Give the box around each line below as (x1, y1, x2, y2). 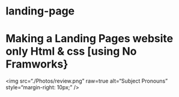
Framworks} (5, 57, 68, 71)
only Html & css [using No (5, 45, 137, 58)
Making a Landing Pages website (5, 32, 174, 46)
